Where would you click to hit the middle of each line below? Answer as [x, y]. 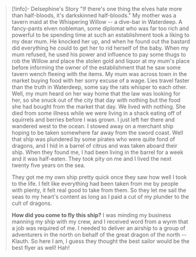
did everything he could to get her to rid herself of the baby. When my [100, 48]
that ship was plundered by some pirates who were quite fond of [93, 139]
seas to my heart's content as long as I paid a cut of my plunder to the [100, 197]
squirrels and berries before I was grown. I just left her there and [93, 120]
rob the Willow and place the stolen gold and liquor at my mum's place [101, 61]
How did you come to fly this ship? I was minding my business [91, 215]
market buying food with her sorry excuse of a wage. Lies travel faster [100, 80]
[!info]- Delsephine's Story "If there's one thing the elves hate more [97, 9]
